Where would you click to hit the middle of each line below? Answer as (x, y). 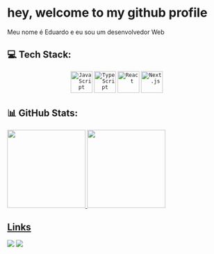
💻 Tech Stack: (39, 54)
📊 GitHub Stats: (43, 113)
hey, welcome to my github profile (107, 13)
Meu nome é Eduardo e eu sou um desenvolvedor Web (86, 32)
